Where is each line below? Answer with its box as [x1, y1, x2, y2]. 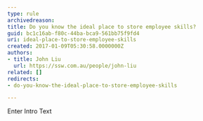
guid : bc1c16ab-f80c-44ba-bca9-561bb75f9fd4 [7, 29, 140, 37]
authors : [7, 50, 33, 57]
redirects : [7, 75, 39, 83]
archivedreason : [7, 17, 55, 24]
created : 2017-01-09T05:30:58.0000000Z [7, 43, 124, 50]
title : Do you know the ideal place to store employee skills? [7, 23, 197, 30]
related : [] [7, 69, 42, 76]
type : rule [7, 10, 39, 17]
